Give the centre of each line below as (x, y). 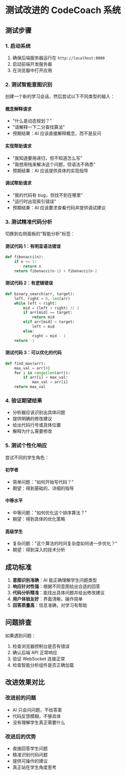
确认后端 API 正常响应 (35, 652)
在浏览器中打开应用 (32, 70)
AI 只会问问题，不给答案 (37, 710)
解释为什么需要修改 (32, 431)
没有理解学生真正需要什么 (39, 722)
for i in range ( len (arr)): (42, 373)
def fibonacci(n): (24, 257)
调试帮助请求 (18, 183)
